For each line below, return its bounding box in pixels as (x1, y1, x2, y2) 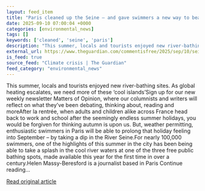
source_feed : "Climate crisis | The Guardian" (6, 60, 127, 66)
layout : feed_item (6, 9, 53, 15)
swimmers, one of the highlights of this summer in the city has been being (6, 141, 193, 148)
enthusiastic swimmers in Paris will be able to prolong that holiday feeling (6, 127, 191, 134)
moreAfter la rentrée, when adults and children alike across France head (6, 108, 188, 116)
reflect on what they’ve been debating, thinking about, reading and (6, 102, 174, 109)
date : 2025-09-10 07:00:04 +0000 (6, 20, 92, 26)
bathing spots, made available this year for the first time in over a (6, 153, 170, 161)
